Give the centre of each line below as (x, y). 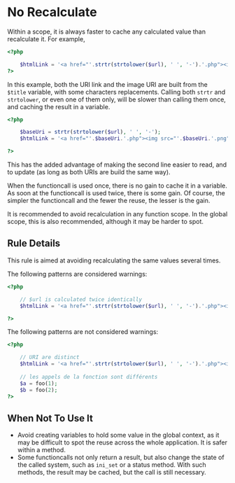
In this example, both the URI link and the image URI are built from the (107, 84)
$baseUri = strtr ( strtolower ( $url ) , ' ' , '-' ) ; (90, 132)
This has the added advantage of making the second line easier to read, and (117, 164)
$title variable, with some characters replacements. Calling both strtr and (116, 92)
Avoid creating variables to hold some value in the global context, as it (118, 435)
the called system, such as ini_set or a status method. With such (112, 465)
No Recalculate (52, 12)
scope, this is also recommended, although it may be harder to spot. (106, 222)
